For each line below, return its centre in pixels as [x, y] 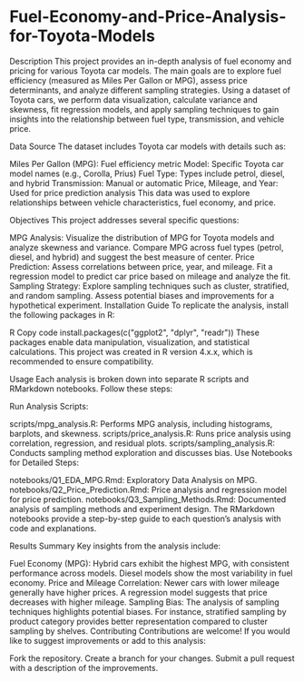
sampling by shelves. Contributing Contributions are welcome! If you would [150, 631]
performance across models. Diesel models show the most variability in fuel [151, 573]
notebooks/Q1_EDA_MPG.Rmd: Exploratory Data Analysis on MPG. [133, 479]
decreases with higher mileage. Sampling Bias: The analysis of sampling [144, 602]
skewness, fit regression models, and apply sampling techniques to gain [144, 109]
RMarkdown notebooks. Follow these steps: [91, 389]
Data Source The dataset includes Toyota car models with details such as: [147, 146]
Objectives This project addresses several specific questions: [124, 220]
